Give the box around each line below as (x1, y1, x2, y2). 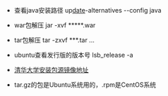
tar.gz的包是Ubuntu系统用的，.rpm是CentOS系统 (13, 81, 157, 89)
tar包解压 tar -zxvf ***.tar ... (13, 36, 95, 44)
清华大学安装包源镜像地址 (13, 66, 89, 74)
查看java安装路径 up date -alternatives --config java (13, 6, 162, 14)
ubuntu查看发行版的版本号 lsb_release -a (13, 51, 133, 59)
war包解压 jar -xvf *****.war (13, 21, 96, 29)
